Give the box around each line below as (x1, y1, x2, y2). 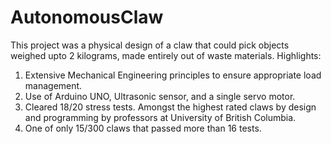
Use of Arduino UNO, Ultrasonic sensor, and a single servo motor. (24, 90, 296, 102)
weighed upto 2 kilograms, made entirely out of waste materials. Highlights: (10, 49, 322, 61)
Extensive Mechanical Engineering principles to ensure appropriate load (24, 69, 322, 81)
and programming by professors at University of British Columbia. (24, 111, 297, 123)
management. (24, 79, 83, 91)
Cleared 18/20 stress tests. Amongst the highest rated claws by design (24, 101, 317, 113)
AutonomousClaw (10, 6, 164, 29)
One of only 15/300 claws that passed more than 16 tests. (24, 122, 262, 134)
